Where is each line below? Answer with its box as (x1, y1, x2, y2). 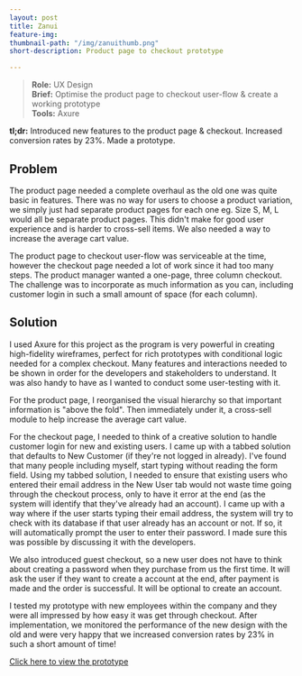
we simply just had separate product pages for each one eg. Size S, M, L (9, 204, 279, 215)
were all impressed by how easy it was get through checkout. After (9, 609, 258, 620)
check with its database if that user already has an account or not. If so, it (9, 517, 282, 528)
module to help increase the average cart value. (9, 414, 188, 425)
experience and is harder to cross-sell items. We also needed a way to (9, 223, 270, 234)
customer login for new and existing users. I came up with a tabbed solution (9, 441, 291, 452)
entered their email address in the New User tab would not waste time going (9, 479, 292, 489)
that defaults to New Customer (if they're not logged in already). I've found (9, 450, 287, 461)
